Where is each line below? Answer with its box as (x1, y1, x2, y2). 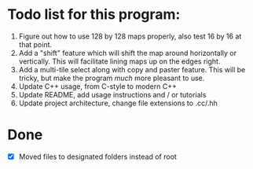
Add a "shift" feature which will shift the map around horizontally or (18, 48, 237, 57)
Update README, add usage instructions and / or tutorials (18, 90, 207, 99)
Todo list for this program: (7, 6, 181, 24)
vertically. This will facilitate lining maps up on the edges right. (18, 57, 221, 66)
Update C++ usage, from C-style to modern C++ (18, 81, 178, 91)
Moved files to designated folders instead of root (18, 152, 178, 161)
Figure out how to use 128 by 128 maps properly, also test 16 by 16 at (18, 31, 242, 41)
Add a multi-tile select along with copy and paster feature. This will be (18, 64, 246, 74)
